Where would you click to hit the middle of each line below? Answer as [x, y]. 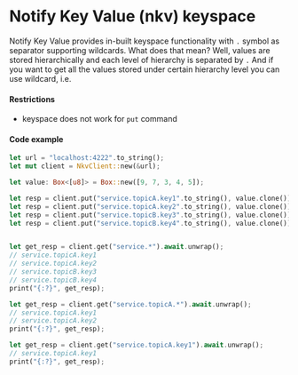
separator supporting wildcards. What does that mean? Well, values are [140, 50]
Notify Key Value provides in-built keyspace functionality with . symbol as [145, 41]
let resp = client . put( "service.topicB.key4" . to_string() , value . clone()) [150, 223]
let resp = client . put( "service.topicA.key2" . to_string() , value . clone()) [150, 206]
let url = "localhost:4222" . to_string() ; [87, 158]
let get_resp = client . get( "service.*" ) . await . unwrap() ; [117, 247]
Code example [36, 139]
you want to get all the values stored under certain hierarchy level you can [145, 69]
